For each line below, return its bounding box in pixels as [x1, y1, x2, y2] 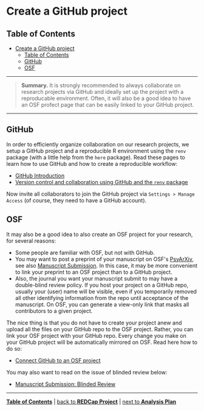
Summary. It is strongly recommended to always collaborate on [21, 82, 181, 89]
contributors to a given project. [15, 307, 93, 315]
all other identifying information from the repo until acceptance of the [15, 294, 189, 301]
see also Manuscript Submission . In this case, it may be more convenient [15, 262, 198, 269]
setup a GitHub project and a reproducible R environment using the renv [6, 147, 186, 154]
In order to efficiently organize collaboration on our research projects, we [6, 140, 189, 148]
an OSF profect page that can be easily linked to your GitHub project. [21, 101, 194, 108]
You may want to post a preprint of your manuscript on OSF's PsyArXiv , [15, 255, 194, 263]
